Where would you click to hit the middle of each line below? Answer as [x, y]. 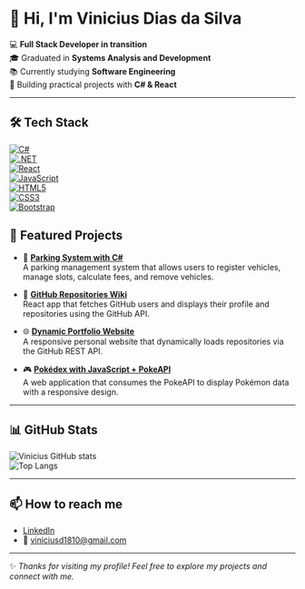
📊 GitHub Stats [54, 430]
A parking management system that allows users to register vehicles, [152, 267]
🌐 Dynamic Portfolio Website [78, 331]
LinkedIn [39, 531]
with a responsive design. [70, 392]
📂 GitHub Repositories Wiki [74, 294]
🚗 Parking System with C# [73, 257]
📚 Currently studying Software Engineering [93, 71]
